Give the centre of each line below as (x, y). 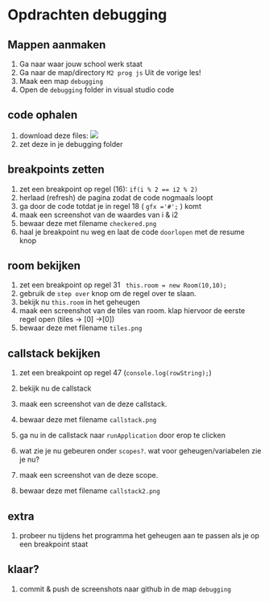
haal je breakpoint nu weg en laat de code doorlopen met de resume (132, 232)
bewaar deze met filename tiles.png (81, 328)
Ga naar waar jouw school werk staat (81, 64)
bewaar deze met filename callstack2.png (89, 491)
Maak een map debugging (61, 81)
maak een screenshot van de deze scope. (89, 475)
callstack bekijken (54, 353)
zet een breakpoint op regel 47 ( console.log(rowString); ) (116, 373)
